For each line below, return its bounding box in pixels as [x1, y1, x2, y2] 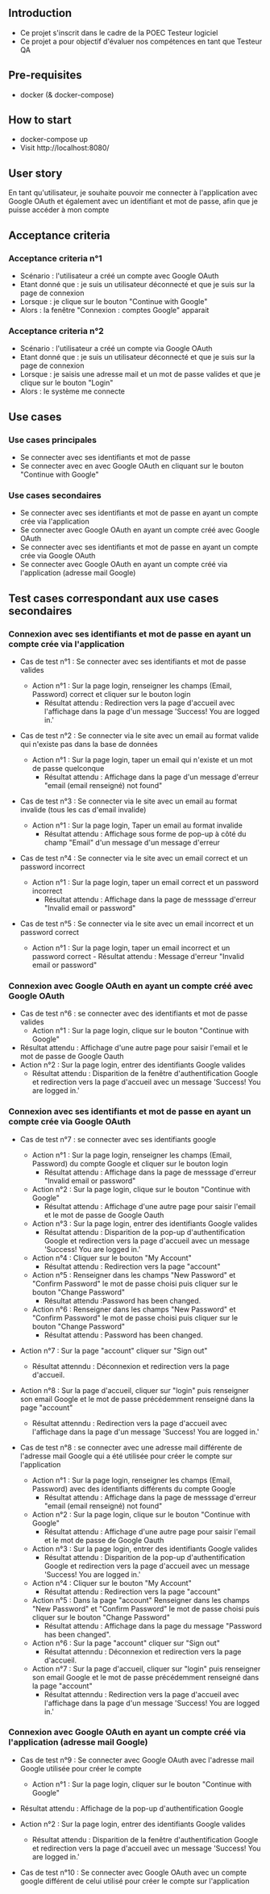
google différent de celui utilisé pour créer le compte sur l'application [19, 1875, 250, 1886]
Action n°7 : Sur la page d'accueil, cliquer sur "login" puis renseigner [31, 1663, 261, 1673]
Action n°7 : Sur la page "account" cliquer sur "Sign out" [19, 1345, 208, 1355]
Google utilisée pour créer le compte [19, 1763, 143, 1773]
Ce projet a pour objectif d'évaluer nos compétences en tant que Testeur [19, 36, 263, 46]
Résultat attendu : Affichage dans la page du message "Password [44, 1621, 262, 1630]
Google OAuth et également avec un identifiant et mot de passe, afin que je [8, 197, 258, 207]
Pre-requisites [8, 69, 82, 82]
